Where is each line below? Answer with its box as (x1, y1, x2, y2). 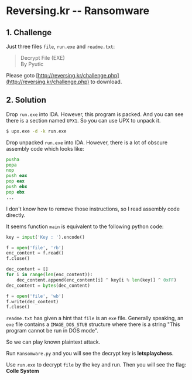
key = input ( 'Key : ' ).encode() (6, 234, 85, 240)
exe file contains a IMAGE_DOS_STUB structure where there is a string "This (6, 321, 180, 328)
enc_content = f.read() (6, 250, 64, 256)
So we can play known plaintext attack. (6, 338, 101, 345)
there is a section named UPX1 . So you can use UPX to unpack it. (6, 117, 161, 124)
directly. (6, 211, 26, 218)
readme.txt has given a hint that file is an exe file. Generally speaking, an (6, 315, 184, 322)
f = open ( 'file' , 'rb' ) (6, 245, 64, 250)
